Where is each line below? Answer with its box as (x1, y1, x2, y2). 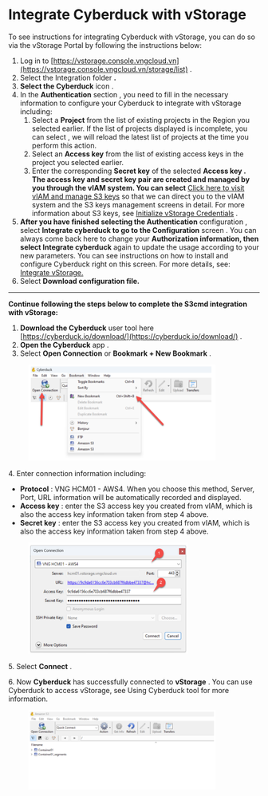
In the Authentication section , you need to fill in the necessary (19, 89, 229, 99)
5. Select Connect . (8, 662, 73, 672)
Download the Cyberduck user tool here (19, 323, 154, 333)
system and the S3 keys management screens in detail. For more (31, 199, 246, 209)
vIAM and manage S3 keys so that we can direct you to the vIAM (31, 191, 245, 201)
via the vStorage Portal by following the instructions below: (8, 40, 202, 49)
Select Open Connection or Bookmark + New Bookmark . (19, 349, 211, 358)
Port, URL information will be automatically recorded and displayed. (19, 493, 242, 502)
